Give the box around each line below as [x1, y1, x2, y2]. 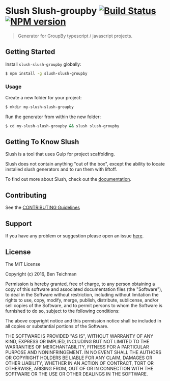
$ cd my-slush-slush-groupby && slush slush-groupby [5, 123, 120, 128]
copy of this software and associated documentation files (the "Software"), [5, 286, 163, 292]
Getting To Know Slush [5, 138, 79, 146]
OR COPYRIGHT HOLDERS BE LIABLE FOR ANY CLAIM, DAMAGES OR [5, 355, 153, 361]
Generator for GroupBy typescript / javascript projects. [17, 33, 133, 39]
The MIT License [5, 261, 41, 267]
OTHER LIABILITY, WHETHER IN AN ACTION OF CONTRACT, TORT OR [5, 360, 154, 366]
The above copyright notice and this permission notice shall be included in [5, 317, 161, 323]
